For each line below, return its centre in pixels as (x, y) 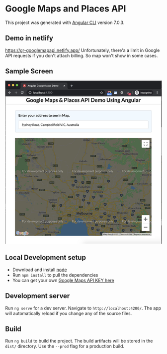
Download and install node (40, 270)
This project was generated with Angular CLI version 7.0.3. (65, 22)
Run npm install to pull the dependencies (55, 275)
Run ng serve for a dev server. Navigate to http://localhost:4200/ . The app (83, 308)
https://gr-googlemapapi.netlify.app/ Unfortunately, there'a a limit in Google (83, 50)
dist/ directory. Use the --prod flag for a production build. (65, 346)
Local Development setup (45, 258)
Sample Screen (29, 71)
